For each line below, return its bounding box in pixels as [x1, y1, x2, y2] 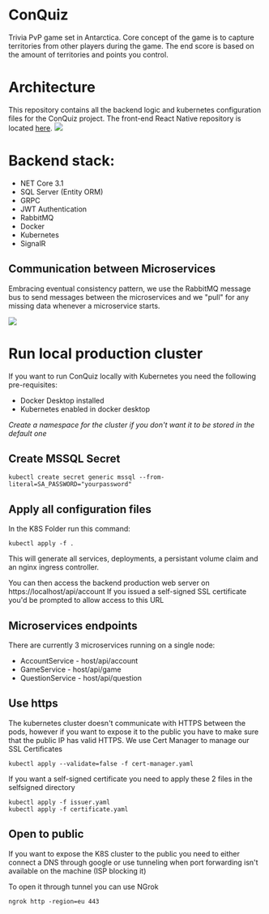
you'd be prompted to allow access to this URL [8, 596, 164, 605]
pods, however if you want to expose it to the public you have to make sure [8, 727, 259, 737]
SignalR [19, 238, 46, 248]
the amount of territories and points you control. [8, 49, 169, 59]
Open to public [8, 827, 84, 841]
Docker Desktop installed [19, 395, 105, 405]
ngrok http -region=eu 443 [8, 897, 100, 905]
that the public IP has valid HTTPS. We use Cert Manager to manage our [8, 735, 250, 745]
